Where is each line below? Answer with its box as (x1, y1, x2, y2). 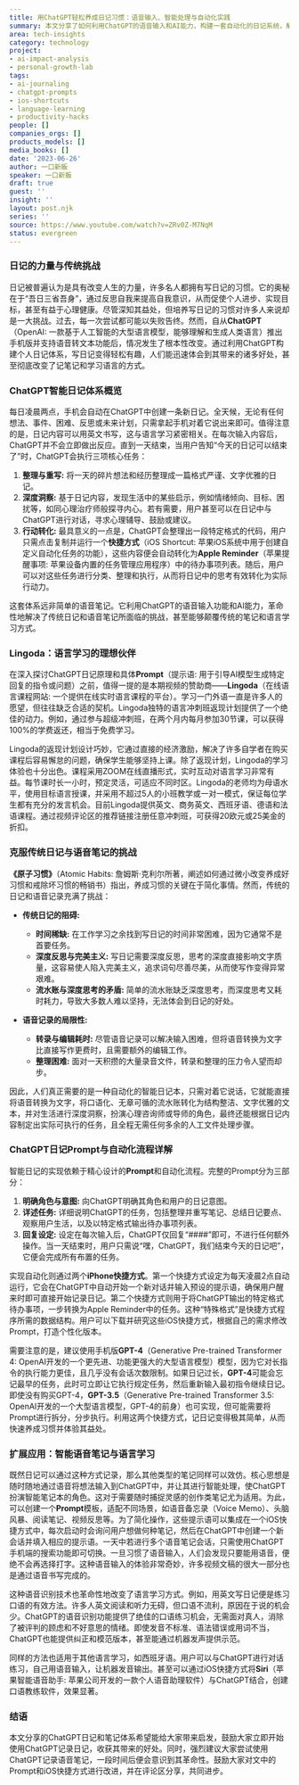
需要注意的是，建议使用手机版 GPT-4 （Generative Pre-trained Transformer (9, 1344, 283, 1356)
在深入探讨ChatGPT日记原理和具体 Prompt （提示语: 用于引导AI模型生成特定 (9, 669, 285, 680)
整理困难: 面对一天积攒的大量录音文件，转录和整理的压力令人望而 (35, 1055, 275, 1066)
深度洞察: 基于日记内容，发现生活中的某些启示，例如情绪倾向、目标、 (21, 492, 278, 502)
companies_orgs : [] (9, 129, 82, 138)
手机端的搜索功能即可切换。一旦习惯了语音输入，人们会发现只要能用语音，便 (9, 1548, 290, 1558)
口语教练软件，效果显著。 (9, 1686, 103, 1697)
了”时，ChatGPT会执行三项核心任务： (9, 450, 148, 461)
